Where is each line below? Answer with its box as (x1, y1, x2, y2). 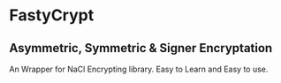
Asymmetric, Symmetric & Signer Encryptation (9, 41, 273, 56)
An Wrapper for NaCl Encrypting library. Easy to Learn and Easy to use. (9, 64, 269, 74)
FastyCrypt (9, 5, 95, 26)
